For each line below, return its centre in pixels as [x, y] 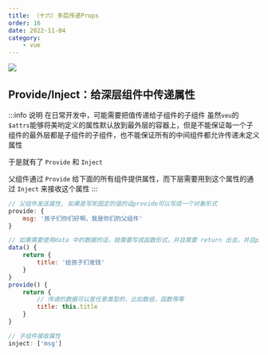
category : [25, 38]
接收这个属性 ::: [73, 189]
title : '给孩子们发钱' [71, 263]
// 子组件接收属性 [35, 336]
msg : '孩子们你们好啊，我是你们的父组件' [83, 218]
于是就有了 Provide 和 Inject [55, 162]
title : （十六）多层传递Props [54, 16]
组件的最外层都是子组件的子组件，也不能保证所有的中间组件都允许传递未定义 [134, 135]
